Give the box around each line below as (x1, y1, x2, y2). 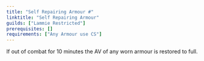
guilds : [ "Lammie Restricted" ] (6, 20, 86, 26)
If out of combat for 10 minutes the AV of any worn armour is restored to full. (6, 48, 198, 55)
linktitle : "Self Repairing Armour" (6, 14, 99, 21)
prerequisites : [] (6, 25, 53, 32)
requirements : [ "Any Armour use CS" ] (6, 31, 102, 37)
